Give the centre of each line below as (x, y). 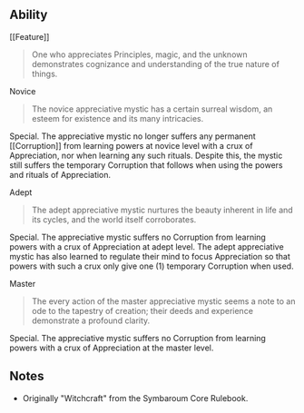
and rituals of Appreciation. (60, 174)
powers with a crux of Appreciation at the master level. (112, 348)
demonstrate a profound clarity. (91, 320)
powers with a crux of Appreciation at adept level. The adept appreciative (147, 246)
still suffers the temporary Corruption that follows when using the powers (146, 165)
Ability (29, 15)
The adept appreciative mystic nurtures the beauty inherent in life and (162, 210)
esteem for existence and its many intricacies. (118, 118)
